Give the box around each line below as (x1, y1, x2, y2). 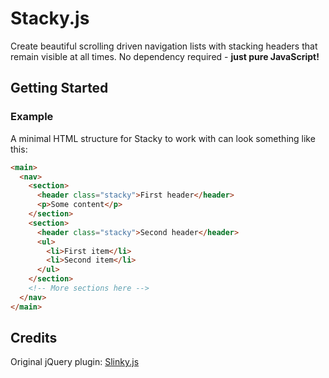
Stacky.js (10, 7, 90, 30)
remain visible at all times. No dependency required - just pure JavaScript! (10, 50, 320, 62)
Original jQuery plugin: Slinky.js (10, 356, 140, 368)
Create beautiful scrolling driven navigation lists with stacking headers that (10, 40, 318, 52)
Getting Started (10, 80, 109, 97)
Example (10, 110, 54, 124)
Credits (10, 330, 58, 347)
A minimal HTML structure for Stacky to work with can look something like (10, 132, 316, 144)
